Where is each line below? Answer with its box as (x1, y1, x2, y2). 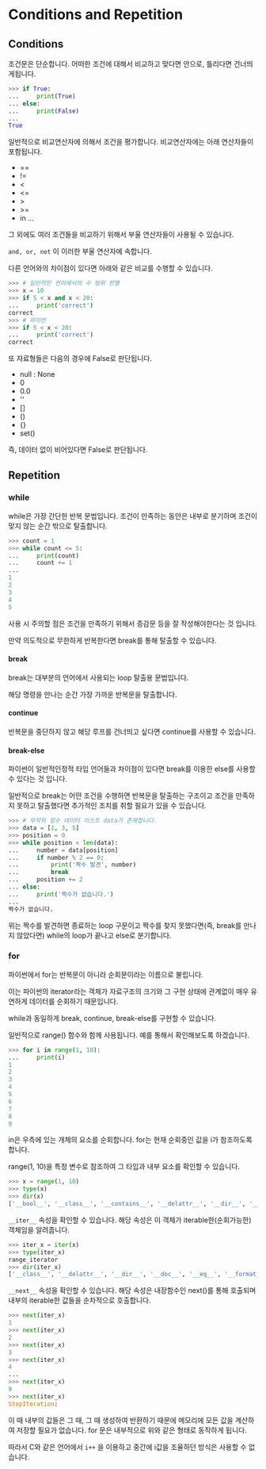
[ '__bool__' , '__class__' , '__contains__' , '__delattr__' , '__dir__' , (8, 1200, 246, 1208)
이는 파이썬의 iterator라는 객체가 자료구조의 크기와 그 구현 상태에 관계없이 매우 (8, 986, 249, 996)
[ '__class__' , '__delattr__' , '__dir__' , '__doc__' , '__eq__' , (8, 1271, 222, 1279)
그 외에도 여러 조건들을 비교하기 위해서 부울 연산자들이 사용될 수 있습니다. (8, 230, 234, 240)
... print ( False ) (8, 107, 80, 115)
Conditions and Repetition (8, 6, 184, 24)
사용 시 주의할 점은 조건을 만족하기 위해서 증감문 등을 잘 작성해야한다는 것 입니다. (8, 619, 257, 628)
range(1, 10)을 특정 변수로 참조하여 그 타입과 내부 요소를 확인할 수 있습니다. (8, 1162, 240, 1172)
